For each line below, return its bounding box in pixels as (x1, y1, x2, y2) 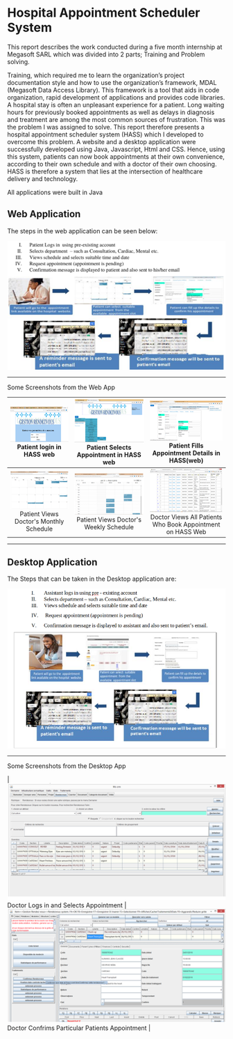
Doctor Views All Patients (150, 513, 223, 522)
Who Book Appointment (152, 520, 221, 529)
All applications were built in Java (7, 188, 103, 196)
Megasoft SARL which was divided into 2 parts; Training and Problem (7, 50, 205, 58)
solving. (7, 57, 30, 65)
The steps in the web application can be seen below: (7, 226, 158, 235)
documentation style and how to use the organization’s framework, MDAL (7, 78, 217, 86)
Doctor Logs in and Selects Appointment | (7, 900, 127, 909)
